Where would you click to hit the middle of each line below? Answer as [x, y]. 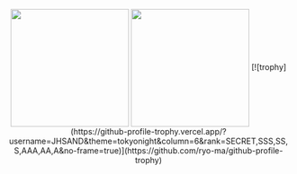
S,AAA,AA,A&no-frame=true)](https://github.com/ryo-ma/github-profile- [148, 151]
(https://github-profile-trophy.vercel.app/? [148, 131]
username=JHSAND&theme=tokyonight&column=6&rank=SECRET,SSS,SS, [148, 141]
